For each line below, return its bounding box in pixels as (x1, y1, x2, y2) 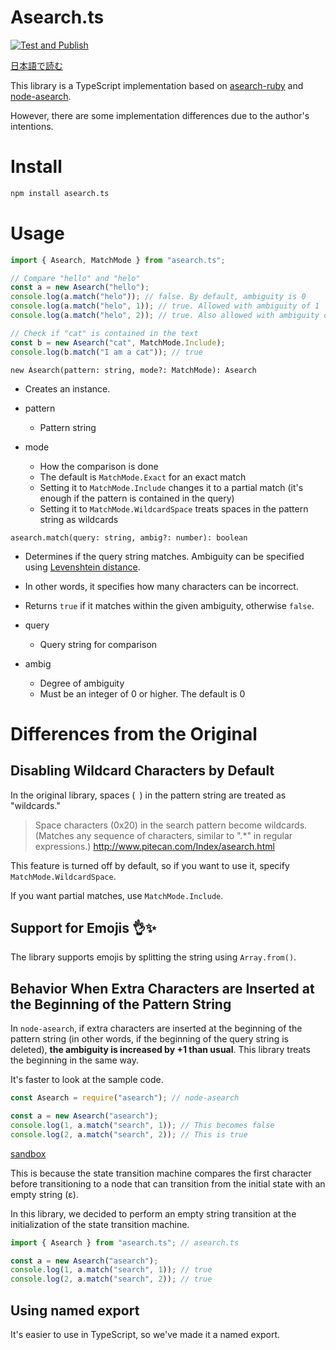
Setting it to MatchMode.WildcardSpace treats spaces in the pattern (39, 502, 309, 515)
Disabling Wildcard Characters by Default (10, 762, 275, 780)
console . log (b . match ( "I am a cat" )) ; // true (10, 347, 203, 357)
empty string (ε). (10, 1188, 79, 1200)
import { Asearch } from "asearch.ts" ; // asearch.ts (10, 1237, 240, 1248)
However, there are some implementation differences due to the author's (10, 109, 310, 121)
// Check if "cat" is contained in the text (10, 328, 199, 338)
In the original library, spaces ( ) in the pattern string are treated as (10, 789, 287, 801)
